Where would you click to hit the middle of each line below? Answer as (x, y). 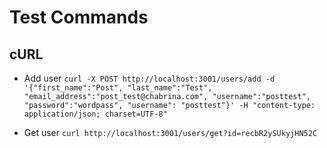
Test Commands (79, 17)
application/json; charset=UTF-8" (95, 114)
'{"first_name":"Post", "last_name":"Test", (118, 88)
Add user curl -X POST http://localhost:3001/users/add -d (149, 78)
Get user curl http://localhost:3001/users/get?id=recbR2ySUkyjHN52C (170, 132)
